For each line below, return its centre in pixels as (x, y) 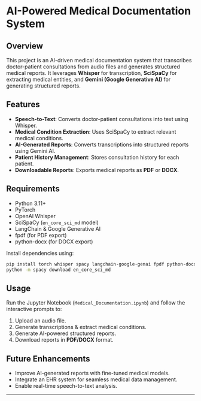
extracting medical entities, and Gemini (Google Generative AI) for (89, 79)
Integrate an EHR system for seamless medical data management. (96, 379)
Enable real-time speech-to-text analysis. (66, 386)
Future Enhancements (48, 359)
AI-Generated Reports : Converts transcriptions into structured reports (102, 144)
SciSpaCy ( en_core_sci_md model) (57, 222)
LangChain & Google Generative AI (57, 228)
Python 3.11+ (31, 203)
